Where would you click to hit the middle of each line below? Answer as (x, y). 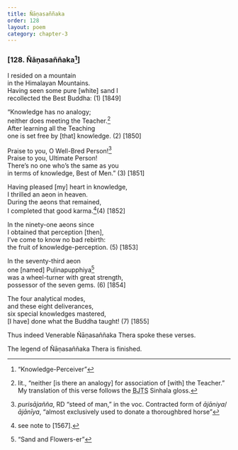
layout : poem (27, 27)
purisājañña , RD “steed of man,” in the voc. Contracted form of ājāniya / (122, 404)
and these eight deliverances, (51, 306)
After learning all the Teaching (51, 128)
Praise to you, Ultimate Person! (52, 158)
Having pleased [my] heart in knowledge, (67, 187)
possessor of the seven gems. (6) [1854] (67, 285)
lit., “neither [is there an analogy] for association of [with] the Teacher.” (121, 383)
